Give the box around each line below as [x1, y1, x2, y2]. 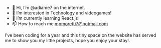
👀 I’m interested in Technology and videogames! [12, 10, 112, 16]
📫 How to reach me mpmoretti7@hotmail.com [12, 21, 108, 27]
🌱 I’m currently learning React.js [12, 15, 78, 21]
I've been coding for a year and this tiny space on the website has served [5, 32, 156, 38]
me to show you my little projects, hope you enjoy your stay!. [5, 38, 130, 43]
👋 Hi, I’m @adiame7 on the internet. [12, 5, 85, 10]
